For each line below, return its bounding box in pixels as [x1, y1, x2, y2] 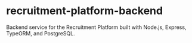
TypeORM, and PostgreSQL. [6, 29, 76, 37]
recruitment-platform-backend [6, 4, 163, 18]
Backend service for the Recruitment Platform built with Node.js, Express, [6, 24, 187, 31]
